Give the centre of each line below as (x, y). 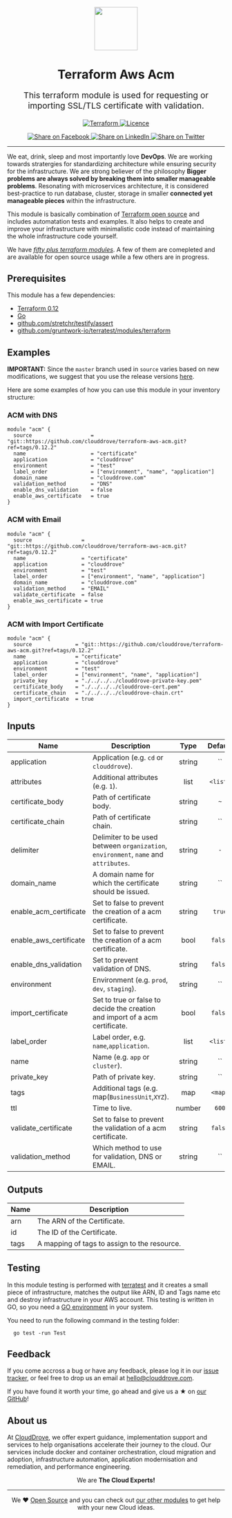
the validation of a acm (129, 1127)
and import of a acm (125, 1017)
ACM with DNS (32, 416)
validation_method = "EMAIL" (61, 589)
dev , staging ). (114, 988)
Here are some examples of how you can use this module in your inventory (114, 390)
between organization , (130, 846)
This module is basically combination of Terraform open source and (104, 214)
